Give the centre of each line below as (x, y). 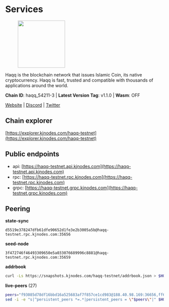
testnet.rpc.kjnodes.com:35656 (38, 235)
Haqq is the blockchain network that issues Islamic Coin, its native (74, 74)
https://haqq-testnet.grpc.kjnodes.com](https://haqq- (82, 188)
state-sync (17, 221)
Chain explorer (29, 121)
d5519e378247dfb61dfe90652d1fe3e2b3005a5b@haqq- (57, 230)
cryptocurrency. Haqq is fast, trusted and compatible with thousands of (79, 80)
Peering (18, 209)
